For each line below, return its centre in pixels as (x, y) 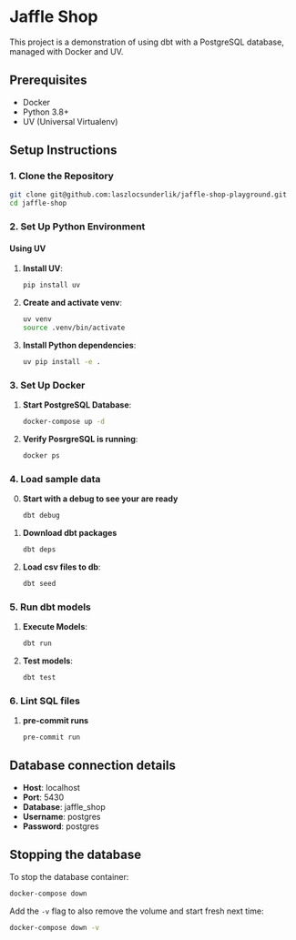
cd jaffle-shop (38, 203)
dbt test (39, 677)
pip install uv (51, 285)
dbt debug (41, 516)
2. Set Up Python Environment (77, 227)
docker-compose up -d (63, 422)
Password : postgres (61, 826)
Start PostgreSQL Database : (77, 405)
